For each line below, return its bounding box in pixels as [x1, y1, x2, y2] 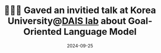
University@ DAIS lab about [7, 15, 126, 27]
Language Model [64, 26, 137, 37]
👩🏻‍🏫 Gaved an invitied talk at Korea [4, 5, 156, 16]
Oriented [23, 26, 62, 37]
